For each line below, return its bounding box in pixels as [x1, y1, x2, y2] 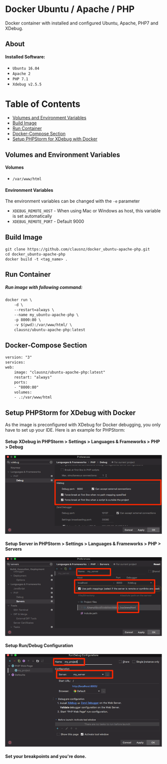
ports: [14, 380, 28, 385]
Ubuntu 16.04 [12, 66, 40, 71]
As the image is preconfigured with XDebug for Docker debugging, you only [5, 422, 161, 428]
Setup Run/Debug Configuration [5, 643, 74, 649]
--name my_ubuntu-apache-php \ [14, 312, 79, 318]
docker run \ [5, 297, 32, 303]
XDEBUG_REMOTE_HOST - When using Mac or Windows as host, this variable [12, 208, 161, 214]
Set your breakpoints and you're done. [5, 754, 86, 760]
